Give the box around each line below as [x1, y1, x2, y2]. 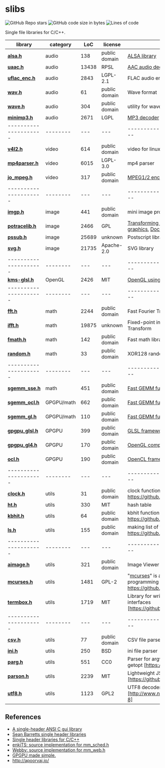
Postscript [127, 233, 151, 240]
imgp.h [7, 208, 25, 215]
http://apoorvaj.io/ [12, 757, 49, 763]
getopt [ [127, 661, 146, 668]
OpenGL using [127, 276, 161, 283]
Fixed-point [127, 319, 155, 326]
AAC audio [127, 63, 152, 70]
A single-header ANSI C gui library [12, 726, 82, 732]
